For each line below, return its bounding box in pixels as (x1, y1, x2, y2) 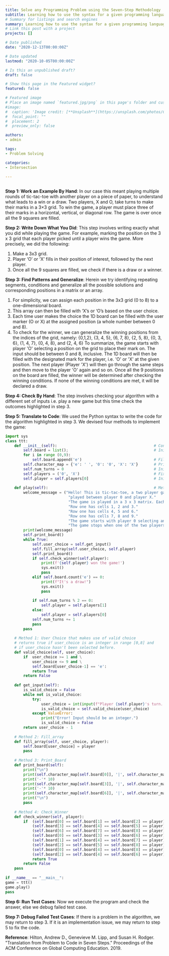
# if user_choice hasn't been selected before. (14, 645, 116, 650)
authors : (5, 132, 24, 138)
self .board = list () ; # (23, 448, 156, 453)
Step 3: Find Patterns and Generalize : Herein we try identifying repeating (5, 276, 158, 282)
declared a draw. (12, 383, 48, 389)
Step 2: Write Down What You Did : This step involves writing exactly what (5, 224, 159, 230)
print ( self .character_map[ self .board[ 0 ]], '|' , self (23, 772, 136, 777)
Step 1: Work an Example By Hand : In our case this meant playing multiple (5, 188, 159, 194)
